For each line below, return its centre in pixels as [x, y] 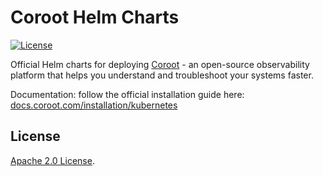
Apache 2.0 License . [52, 160]
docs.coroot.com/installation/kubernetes [94, 105]
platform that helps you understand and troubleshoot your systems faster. [162, 75]
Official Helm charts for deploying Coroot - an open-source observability [160, 64]
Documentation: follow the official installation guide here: [127, 94]
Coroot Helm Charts [95, 17]
